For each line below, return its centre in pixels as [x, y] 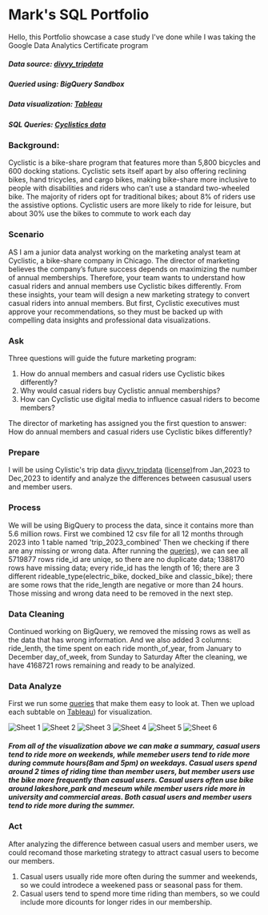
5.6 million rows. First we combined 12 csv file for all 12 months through [126, 533]
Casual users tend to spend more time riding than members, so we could [140, 893]
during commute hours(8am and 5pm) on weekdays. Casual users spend [133, 763]
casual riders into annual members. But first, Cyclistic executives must [124, 303]
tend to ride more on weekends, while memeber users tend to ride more [129, 754]
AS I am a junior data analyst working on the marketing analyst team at [125, 252]
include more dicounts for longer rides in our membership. [116, 901]
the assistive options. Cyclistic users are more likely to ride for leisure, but [130, 205]
